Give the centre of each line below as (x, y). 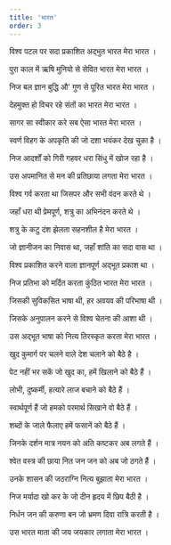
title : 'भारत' (33, 17)
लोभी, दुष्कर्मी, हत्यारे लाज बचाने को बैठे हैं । (70, 389)
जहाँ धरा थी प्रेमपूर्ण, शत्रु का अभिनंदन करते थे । (75, 211)
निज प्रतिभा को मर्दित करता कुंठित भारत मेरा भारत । (81, 282)
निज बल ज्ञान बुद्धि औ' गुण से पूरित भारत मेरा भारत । (82, 86)
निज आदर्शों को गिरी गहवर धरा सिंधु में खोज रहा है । (81, 158)
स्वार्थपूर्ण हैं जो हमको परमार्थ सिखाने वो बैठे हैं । (73, 407)
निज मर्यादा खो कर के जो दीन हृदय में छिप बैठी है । (79, 496)
